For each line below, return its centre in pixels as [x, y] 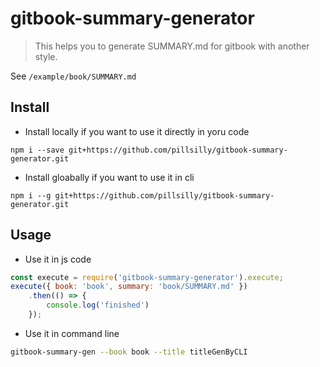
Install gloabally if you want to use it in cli [109, 177]
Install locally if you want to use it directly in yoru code [137, 131]
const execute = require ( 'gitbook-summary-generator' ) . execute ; [147, 277]
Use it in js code [58, 259]
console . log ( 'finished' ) [98, 305]
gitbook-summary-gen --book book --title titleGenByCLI [129, 352]
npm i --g [31, 195]
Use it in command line [72, 333]
